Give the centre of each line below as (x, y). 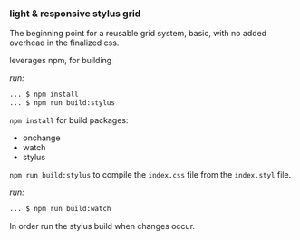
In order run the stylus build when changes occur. (102, 226)
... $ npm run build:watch (60, 209)
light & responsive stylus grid (75, 14)
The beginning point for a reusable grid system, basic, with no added (138, 34)
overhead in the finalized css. (64, 43)
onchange (41, 138)
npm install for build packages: (69, 120)
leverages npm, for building (61, 61)
